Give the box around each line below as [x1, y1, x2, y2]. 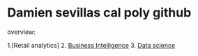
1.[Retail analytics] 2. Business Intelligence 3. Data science [7, 41, 176, 49]
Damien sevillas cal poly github [7, 5, 192, 21]
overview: [7, 28, 36, 36]
